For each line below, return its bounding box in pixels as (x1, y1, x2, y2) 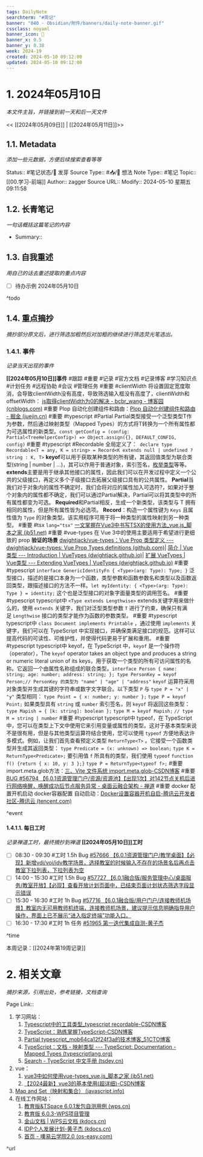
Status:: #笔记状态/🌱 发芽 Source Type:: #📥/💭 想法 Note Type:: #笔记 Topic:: (6, 169, 197, 176)
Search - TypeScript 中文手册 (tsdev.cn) (24, 1057, 124, 1065)
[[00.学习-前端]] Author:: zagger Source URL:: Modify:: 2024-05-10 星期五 (6, 178, 192, 185)
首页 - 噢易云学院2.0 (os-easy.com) (24, 1133, 113, 1140)
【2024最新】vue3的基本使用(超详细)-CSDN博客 (24, 1080, 146, 1088)
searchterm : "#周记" (6, 15, 56, 21)
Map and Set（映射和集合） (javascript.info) (14, 1088, 125, 1095)
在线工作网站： (14, 1095, 53, 1103)
